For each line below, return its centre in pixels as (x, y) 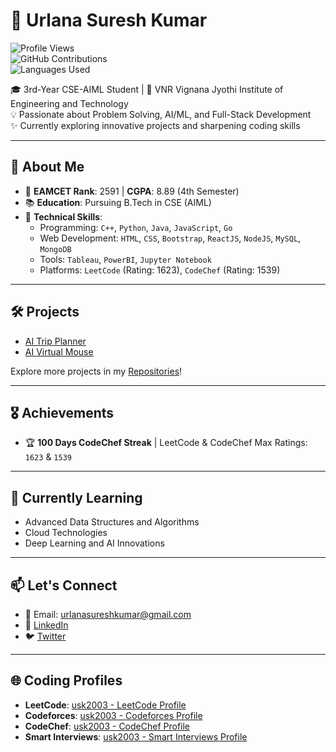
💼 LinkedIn (46, 625)
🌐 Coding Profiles (66, 680)
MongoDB (55, 249)
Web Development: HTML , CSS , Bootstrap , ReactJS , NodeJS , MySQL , (170, 238)
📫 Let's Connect (64, 585)
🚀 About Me (47, 167)
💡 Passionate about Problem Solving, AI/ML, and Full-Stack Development (161, 114)
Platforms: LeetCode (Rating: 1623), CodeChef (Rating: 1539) (160, 270)
